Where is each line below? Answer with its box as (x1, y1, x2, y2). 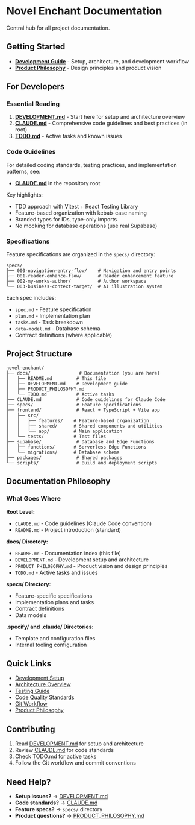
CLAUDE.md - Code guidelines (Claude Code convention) (14, 520, 152, 527)
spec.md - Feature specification (14, 306, 92, 313)
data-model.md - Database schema (14, 325, 101, 332)
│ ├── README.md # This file (6, 375, 107, 381)
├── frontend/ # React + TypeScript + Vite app (6, 407, 161, 413)
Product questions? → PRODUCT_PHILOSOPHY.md (14, 812, 144, 819)
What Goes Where (6, 495, 61, 503)
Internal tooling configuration (14, 641, 87, 648)
